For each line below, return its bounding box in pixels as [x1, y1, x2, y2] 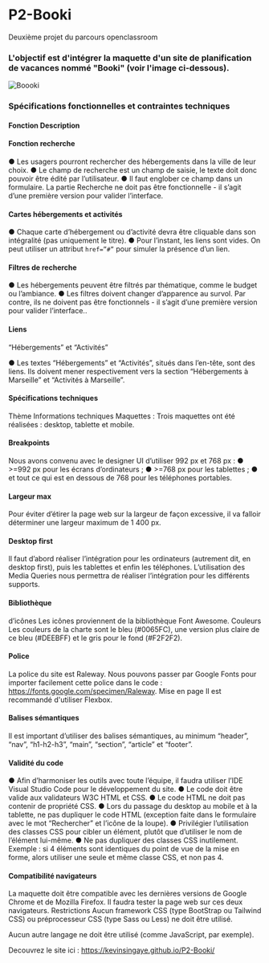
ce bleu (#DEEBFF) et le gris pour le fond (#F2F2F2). [8, 633, 183, 643]
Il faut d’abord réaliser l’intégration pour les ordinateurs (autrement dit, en [8, 554, 251, 564]
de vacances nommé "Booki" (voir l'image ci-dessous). [8, 62, 230, 73]
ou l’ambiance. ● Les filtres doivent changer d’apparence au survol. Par [8, 289, 247, 299]
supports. [8, 580, 40, 590]
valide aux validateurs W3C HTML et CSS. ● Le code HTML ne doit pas [8, 793, 246, 802]
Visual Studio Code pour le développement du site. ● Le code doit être [8, 785, 243, 794]
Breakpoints [8, 438, 51, 447]
